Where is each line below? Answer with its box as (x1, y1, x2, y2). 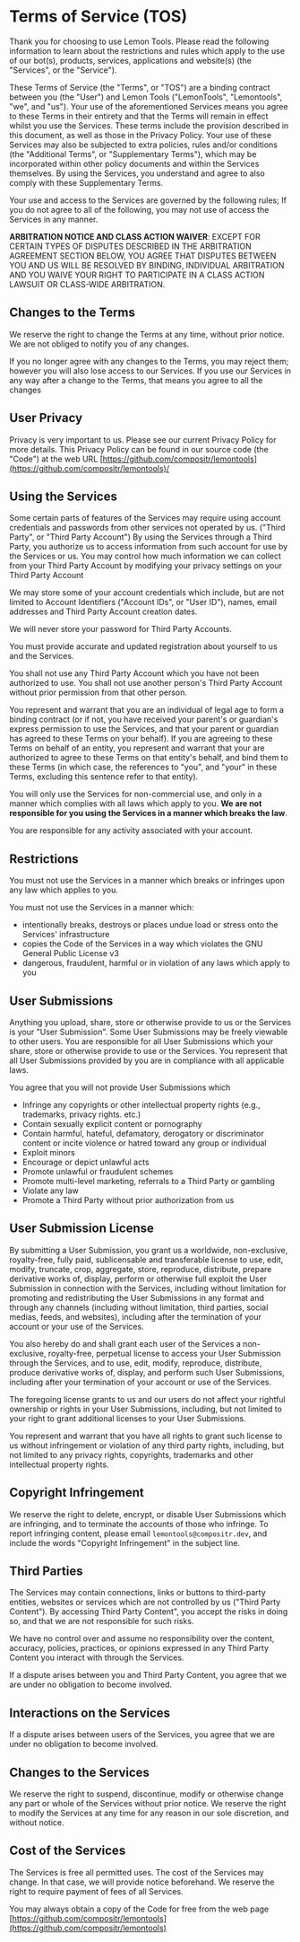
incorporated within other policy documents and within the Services (9, 158, 260, 169)
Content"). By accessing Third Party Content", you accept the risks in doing (9, 1606, 288, 1617)
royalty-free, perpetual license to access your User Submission (47, 1348, 282, 1358)
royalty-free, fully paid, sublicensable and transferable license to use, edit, (9, 1254, 284, 1265)
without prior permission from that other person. (9, 687, 188, 698)
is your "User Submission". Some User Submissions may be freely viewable (9, 1026, 288, 1037)
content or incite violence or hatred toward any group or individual (21, 1138, 267, 1148)
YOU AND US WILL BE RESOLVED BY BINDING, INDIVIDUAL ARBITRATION (9, 259, 285, 270)
